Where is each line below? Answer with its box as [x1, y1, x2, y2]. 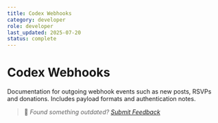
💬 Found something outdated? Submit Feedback [23, 108, 161, 116]
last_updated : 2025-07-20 [7, 29, 81, 36]
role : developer [7, 23, 53, 29]
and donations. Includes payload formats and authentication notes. [7, 95, 196, 103]
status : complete [7, 36, 57, 42]
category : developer [7, 16, 66, 23]
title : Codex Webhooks [7, 10, 72, 17]
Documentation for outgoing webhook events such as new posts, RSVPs [7, 87, 212, 96]
